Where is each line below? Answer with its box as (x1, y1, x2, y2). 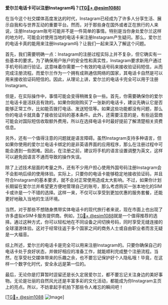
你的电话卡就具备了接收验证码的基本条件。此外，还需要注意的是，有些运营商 (5, 112, 163, 118)
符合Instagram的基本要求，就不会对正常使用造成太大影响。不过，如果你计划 (5, 177, 161, 183)
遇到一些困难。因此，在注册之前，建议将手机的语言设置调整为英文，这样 (13, 148, 163, 153)
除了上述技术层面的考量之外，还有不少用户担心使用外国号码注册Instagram (5, 165, 157, 170)
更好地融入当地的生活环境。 (5, 196, 62, 202)
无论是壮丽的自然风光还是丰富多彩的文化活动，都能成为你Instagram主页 (13, 278, 161, 283)
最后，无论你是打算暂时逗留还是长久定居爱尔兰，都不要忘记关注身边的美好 (5, 271, 158, 277)
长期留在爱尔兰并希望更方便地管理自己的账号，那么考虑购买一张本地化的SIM (5, 183, 162, 189)
